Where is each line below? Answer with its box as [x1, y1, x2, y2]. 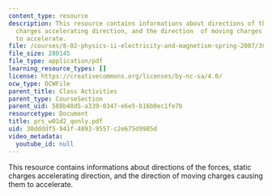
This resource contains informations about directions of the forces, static [8, 162, 252, 172]
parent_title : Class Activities [8, 87, 117, 96]
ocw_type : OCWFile [8, 79, 70, 87]
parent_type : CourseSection [8, 95, 104, 103]
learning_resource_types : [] [8, 65, 107, 73]
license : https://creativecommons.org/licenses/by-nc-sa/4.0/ [8, 72, 223, 80]
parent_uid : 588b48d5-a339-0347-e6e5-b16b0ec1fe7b [8, 102, 183, 110]
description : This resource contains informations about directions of [8, 19, 255, 28]
